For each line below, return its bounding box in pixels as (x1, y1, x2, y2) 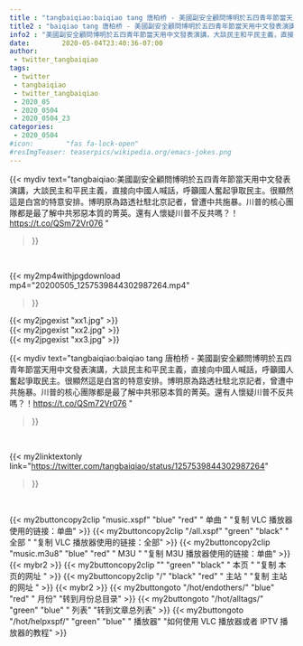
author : (9, 47, 39, 56)
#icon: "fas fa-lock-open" (9, 139, 140, 148)
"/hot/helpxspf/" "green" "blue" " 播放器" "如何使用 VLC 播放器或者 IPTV (9, 615, 279, 626)
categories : (9, 123, 54, 132)
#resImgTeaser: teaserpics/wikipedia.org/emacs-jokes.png (9, 147, 232, 156)
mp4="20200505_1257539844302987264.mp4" (9, 279, 190, 290)
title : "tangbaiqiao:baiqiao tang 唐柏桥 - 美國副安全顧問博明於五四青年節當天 (9, 13, 293, 23)
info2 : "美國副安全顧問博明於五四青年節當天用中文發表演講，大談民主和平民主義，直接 (9, 30, 295, 39)
